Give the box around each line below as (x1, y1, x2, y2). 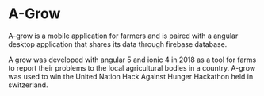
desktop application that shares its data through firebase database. (8, 39, 228, 48)
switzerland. (8, 80, 49, 90)
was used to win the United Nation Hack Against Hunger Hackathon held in (8, 71, 254, 81)
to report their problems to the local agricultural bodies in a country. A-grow (8, 63, 256, 72)
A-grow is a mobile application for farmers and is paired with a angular (8, 31, 239, 40)
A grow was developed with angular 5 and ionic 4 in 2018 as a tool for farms (8, 55, 257, 64)
